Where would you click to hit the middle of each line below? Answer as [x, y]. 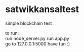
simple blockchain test [29, 23]
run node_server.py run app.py [37, 38]
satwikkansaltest [42, 9]
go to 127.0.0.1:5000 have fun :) [38, 43]
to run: [12, 33]
